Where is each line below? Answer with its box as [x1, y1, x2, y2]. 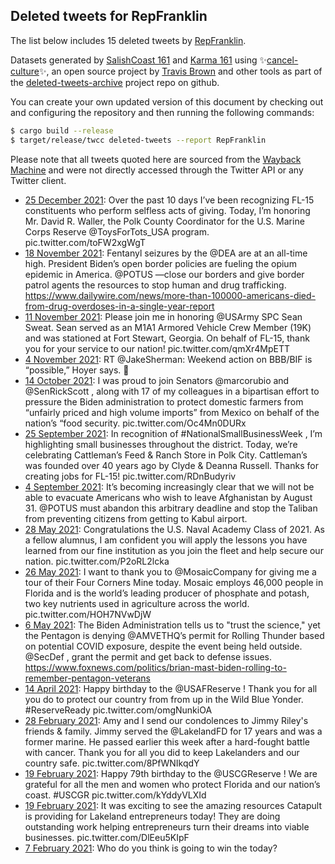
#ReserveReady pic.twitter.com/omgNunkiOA [24, 704, 213, 716]
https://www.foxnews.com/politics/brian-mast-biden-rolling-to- [24, 661, 287, 673]
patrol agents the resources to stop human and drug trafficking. [24, 279, 287, 291]
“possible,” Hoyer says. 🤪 [24, 364, 130, 376]
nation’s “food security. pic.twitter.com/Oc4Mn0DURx [24, 417, 247, 429]
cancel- [266, 54, 299, 66]
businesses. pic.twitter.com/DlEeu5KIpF [24, 831, 190, 843]
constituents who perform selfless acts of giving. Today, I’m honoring [24, 204, 311, 216]
